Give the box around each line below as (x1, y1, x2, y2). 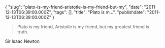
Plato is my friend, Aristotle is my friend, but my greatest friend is (17, 24, 149, 30)
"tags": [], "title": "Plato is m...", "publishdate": (53, 9, 146, 15)
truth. (17, 29, 29, 34)
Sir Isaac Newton (5, 38, 40, 44)
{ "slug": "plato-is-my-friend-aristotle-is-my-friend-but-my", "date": (5, 4, 143, 10)
